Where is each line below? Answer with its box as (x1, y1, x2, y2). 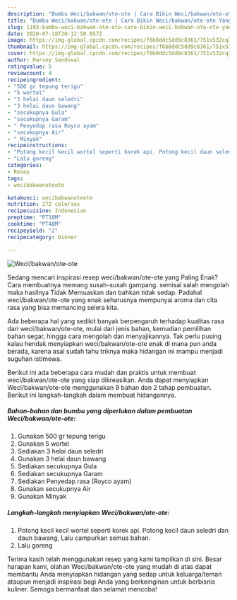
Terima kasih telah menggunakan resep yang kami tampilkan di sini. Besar (7, 555, 222, 563)
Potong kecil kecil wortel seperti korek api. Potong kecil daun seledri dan (17, 526, 229, 535)
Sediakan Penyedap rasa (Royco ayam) (17, 477, 132, 485)
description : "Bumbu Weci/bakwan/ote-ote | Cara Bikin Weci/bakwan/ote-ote (7, 10, 235, 18)
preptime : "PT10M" (7, 214, 61, 221)
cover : (7, 50, 27, 57)
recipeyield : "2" (7, 227, 59, 234)
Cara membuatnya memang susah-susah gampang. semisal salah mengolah (7, 280, 229, 289)
